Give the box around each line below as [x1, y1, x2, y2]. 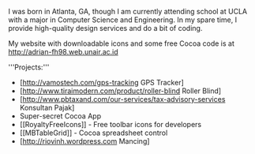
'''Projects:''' [8, 62, 50, 72]
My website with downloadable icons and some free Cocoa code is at [8, 39, 234, 48]
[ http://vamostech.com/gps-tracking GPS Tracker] [19, 78, 184, 87]
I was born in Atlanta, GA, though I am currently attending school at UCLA [8, 7, 247, 16]
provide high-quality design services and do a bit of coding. [8, 24, 203, 32]
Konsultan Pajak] [19, 103, 75, 112]
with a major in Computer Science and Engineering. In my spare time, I [8, 15, 238, 24]
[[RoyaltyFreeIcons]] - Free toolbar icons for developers [19, 120, 202, 129]
